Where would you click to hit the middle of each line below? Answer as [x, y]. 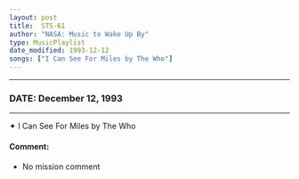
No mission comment [61, 167]
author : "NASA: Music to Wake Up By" [79, 34]
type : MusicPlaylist [48, 42]
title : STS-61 [37, 26]
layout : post [33, 17]
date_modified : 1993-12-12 [59, 51]
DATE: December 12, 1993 [66, 98]
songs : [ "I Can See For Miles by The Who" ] [91, 59]
